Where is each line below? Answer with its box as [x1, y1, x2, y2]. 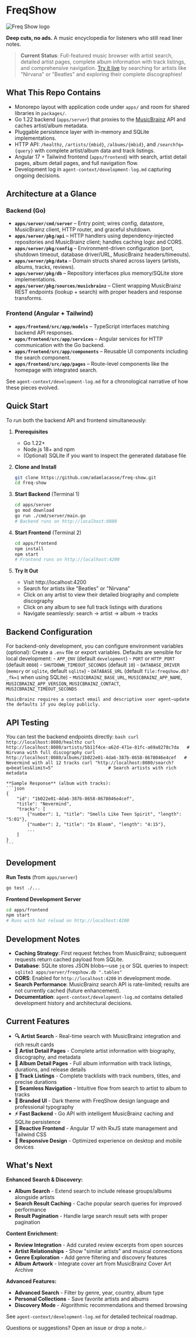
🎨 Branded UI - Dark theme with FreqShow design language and [14, 1097, 170, 1104]
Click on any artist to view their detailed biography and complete [23, 591, 179, 598]
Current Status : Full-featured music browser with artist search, [20, 52, 173, 59]
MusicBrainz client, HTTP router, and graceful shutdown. [14, 226, 152, 233]
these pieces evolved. [6, 384, 59, 391]
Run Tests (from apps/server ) [6, 873, 78, 881]
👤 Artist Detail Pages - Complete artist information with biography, [14, 1047, 176, 1054]
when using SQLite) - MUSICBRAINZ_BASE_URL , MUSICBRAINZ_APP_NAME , [20, 673, 183, 681]
